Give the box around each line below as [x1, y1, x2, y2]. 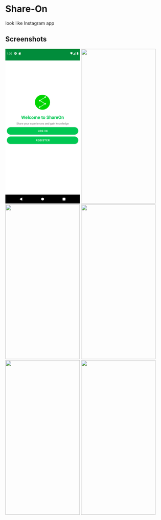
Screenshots [5, 35, 47, 44]
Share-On [5, 3, 48, 15]
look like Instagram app [5, 20, 55, 26]
